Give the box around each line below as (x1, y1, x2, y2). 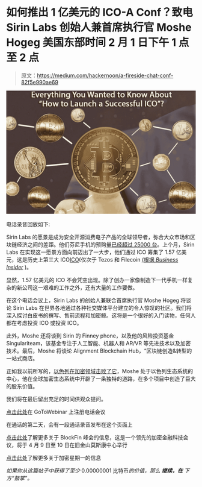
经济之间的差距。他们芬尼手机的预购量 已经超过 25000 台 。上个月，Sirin (16, 240, 195, 248)
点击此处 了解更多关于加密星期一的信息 (6, 454, 101, 461)
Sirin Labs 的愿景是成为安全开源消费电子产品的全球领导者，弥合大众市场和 (6, 233, 191, 240)
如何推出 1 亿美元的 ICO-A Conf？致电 (6, 5, 194, 19)
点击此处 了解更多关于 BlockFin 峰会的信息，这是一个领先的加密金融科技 (6, 433, 183, 441)
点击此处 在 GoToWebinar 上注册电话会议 (6, 408, 106, 415)
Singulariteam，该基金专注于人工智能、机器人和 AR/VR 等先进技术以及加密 (6, 339, 191, 347)
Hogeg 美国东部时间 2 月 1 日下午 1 (6, 36, 176, 49)
